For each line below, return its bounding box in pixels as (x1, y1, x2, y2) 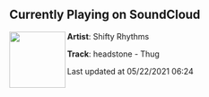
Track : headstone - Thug (66, 48, 160, 59)
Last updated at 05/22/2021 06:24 (66, 66, 195, 76)
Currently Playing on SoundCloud (9, 7, 201, 22)
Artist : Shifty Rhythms (66, 31, 150, 41)
